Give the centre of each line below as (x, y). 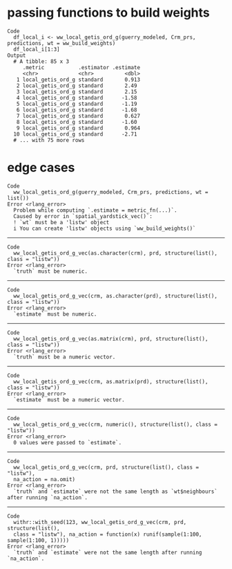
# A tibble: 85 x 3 (41, 61)
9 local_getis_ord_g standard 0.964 (78, 128)
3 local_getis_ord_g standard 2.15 (77, 91)
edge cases (41, 168)
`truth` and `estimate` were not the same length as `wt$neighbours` (115, 491)
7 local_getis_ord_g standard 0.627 (78, 116)
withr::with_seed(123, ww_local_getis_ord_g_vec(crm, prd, (100, 522)
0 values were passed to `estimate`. (68, 442)
